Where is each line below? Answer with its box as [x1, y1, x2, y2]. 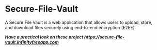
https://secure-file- [84, 34, 125, 40]
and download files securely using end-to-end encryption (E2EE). [5, 24, 136, 30]
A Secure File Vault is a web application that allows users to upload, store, [5, 19, 153, 25]
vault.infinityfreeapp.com [5, 39, 59, 45]
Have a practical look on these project [5, 34, 84, 40]
